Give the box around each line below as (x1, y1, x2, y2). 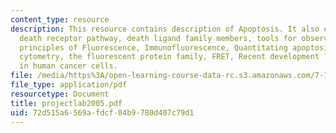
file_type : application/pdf (10, 80, 128, 90)
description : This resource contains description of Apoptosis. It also (10, 24, 320, 34)
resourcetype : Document (10, 89, 110, 99)
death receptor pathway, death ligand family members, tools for (19, 33, 298, 43)
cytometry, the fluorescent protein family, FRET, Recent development (19, 52, 320, 62)
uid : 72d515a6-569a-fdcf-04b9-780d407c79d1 (10, 107, 195, 118)
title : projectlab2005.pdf (10, 98, 123, 108)
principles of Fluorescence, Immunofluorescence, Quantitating (19, 42, 288, 53)
